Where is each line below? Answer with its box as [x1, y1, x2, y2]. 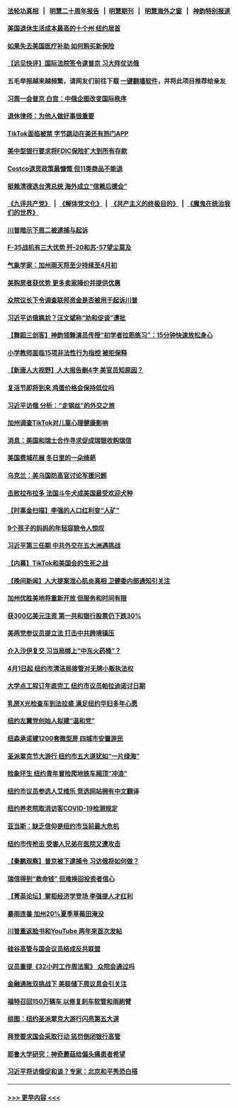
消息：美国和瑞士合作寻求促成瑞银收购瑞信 [7, 436, 132, 444]
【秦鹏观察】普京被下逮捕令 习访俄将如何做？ [7, 857, 140, 866]
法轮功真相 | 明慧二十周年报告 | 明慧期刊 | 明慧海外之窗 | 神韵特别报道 [7, 6, 231, 15]
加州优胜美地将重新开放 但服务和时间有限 [7, 594, 127, 602]
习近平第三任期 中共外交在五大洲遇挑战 [7, 541, 121, 550]
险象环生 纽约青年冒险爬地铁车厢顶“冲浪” [7, 769, 127, 778]
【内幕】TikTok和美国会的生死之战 [7, 559, 108, 567]
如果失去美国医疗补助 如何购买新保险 [7, 41, 115, 50]
